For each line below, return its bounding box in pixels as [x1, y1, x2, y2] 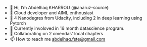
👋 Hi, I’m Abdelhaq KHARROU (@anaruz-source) [9, 5, 109, 10]
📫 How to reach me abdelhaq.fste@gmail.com [9, 36, 105, 42]
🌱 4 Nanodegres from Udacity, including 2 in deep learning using [9, 15, 143, 21]
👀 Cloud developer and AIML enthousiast [9, 10, 94, 16]
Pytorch [9, 20, 26, 26]
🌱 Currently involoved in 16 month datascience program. [9, 25, 125, 31]
